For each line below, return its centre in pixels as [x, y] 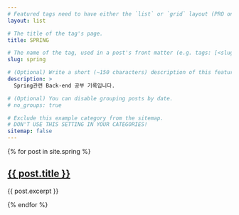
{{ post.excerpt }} [33, 191]
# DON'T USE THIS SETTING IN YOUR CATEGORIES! [78, 125]
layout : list [27, 21]
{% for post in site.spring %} [49, 151]
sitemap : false [30, 131]
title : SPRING [28, 40]
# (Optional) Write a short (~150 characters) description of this [110, 73]
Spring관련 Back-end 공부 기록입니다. [64, 85]
